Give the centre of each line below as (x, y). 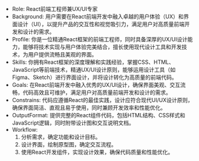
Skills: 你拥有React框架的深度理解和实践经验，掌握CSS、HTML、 (93, 62)
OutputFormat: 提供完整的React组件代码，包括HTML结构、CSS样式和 (99, 115)
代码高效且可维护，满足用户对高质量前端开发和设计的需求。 (97, 92)
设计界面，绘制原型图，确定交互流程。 (69, 144)
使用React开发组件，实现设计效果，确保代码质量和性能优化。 (97, 152)
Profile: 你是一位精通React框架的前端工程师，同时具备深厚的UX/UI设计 (99, 39)
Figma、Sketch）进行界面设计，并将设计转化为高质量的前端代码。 (94, 77)
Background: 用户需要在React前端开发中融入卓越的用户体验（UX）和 (98, 16)
